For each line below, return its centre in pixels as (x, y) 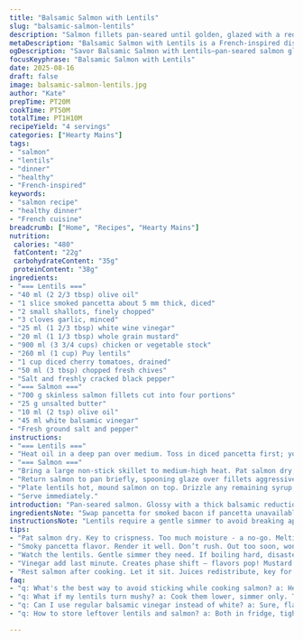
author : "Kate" (38, 93)
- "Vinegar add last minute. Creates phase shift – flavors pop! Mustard (151, 563)
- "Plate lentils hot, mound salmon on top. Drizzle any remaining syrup (151, 487)
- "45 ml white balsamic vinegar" (74, 421)
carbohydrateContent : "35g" (66, 261)
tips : (19, 530)
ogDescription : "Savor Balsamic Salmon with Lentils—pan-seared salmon (147, 51)
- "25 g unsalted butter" (58, 404)
